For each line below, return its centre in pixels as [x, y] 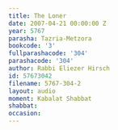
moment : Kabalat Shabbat [50, 99]
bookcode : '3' [32, 46]
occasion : [25, 114]
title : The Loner [38, 16]
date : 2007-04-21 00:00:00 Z [57, 23]
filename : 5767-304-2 [45, 83]
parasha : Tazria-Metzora [50, 38]
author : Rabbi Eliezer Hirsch [59, 69]
